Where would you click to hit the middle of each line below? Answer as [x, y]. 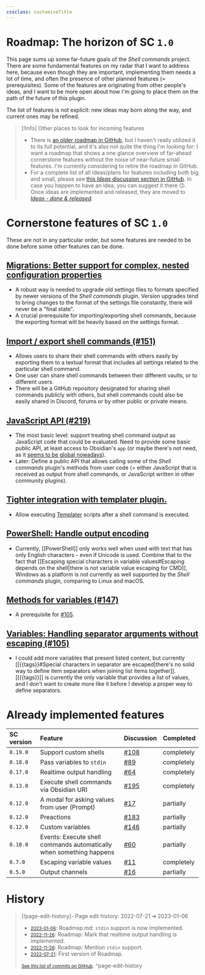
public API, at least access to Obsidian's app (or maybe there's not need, [106, 448]
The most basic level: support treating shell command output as [95, 435]
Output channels [64, 872]
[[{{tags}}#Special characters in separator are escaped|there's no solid [105, 664]
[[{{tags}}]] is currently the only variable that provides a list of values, [103, 677]
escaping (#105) [38, 643]
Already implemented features [85, 715]
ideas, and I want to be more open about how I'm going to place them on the [102, 92]
